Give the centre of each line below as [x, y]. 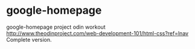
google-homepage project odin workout [56, 27]
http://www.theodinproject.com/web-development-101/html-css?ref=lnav [97, 33]
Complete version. [29, 39]
